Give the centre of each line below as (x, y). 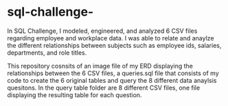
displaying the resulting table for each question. (75, 95)
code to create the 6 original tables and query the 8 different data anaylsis (112, 80)
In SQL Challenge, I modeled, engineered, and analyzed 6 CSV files (102, 31)
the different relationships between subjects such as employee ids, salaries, (114, 45)
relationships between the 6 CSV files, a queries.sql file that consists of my (113, 73)
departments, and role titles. (47, 53)
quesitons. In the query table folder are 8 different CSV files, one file (104, 88)
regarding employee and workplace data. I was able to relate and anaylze (111, 38)
